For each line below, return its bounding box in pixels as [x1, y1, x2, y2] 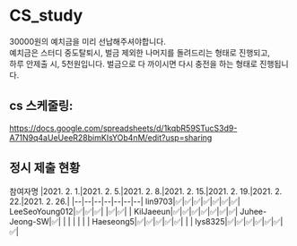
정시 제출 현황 [9, 160, 81, 175]
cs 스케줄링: [9, 98, 74, 114]
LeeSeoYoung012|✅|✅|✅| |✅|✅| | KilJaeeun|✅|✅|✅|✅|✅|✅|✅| [9, 206, 239, 216]
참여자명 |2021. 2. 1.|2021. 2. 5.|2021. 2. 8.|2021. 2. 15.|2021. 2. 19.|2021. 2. [9, 185, 283, 197]
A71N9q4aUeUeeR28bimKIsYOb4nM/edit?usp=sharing [9, 131, 213, 143]
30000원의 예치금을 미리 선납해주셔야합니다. [9, 36, 166, 47]
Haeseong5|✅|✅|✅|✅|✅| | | [92, 216, 194, 226]
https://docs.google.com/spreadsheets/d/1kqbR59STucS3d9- [9, 123, 238, 133]
